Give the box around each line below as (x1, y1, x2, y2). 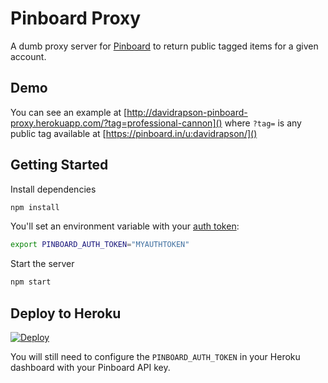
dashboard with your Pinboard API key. (10, 362, 171, 373)
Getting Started (10, 157, 109, 174)
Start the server (10, 258, 75, 270)
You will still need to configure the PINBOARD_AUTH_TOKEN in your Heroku (10, 351, 301, 362)
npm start (10, 277, 52, 287)
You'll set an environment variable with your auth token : (10, 220, 240, 232)
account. (10, 50, 47, 62)
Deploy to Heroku (10, 305, 122, 322)
